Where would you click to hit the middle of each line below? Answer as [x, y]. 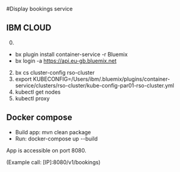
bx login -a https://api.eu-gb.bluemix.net [66, 61]
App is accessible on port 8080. [46, 150]
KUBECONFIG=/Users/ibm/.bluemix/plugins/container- [102, 79]
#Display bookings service [40, 9]
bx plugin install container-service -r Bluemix [71, 54]
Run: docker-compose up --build [56, 139]
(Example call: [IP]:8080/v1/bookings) [54, 162]
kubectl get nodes [38, 92]
